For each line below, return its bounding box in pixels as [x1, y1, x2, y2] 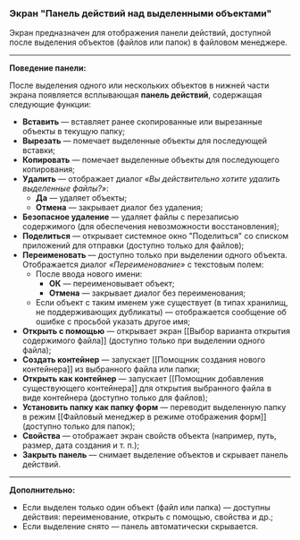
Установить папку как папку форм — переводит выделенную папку [21, 402, 287, 413]
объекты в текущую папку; [21, 126, 125, 137]
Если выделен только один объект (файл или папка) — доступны [21, 502, 271, 513]
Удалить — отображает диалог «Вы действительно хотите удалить [21, 174, 280, 184]
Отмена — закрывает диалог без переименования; [48, 287, 246, 298]
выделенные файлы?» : [21, 183, 109, 194]
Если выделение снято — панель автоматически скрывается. [21, 521, 259, 532]
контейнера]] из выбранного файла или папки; [21, 364, 201, 374]
